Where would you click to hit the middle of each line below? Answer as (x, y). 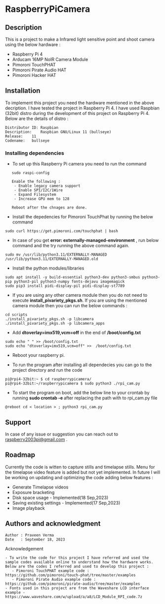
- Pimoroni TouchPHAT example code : (51, 571)
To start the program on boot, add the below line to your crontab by (81, 393)
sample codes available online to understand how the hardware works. (79, 562)
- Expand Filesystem (35, 195)
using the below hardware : (33, 45)
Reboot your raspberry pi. (39, 355)
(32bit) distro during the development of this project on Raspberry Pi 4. (77, 113)
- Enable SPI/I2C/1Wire (39, 190)
